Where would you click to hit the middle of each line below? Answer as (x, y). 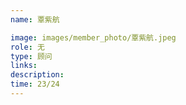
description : (37, 75)
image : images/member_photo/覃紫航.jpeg (93, 37)
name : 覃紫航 (35, 19)
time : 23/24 (35, 84)
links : (24, 66)
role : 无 (27, 47)
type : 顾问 (31, 56)
